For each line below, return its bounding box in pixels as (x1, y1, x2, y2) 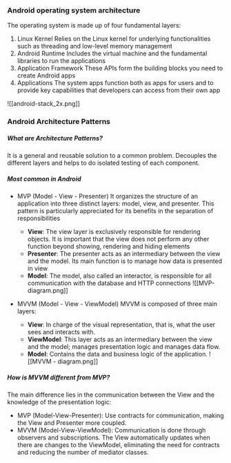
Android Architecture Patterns (7, 117, 111, 127)
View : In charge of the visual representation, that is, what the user (27, 320, 216, 329)
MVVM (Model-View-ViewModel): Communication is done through (17, 426, 206, 435)
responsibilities (17, 214, 61, 223)
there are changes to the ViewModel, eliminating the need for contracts (17, 441, 220, 449)
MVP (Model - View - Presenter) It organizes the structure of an (17, 192, 199, 201)
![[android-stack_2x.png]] (7, 100, 81, 108)
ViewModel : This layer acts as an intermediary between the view (27, 335, 212, 344)
